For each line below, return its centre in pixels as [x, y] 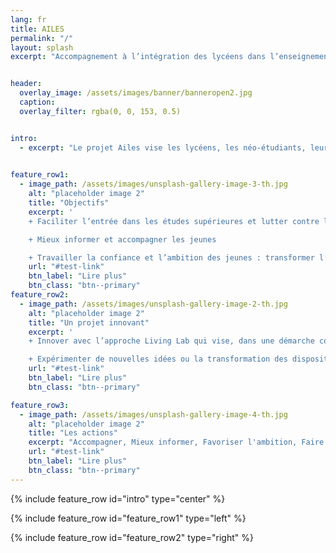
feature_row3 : [40, 405]
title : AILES [37, 29]
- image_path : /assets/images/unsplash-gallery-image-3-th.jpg [153, 184]
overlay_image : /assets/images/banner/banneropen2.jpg [136, 93]
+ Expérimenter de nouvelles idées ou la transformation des [158, 359]
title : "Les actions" [73, 433]
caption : [37, 102]
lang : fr [28, 19]
